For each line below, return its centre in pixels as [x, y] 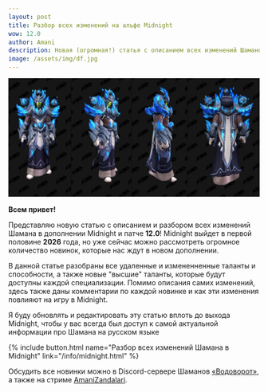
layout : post [30, 17]
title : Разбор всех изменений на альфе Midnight [91, 25]
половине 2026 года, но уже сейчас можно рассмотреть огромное [124, 242]
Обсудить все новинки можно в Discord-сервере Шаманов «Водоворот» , [134, 371]
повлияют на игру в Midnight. [58, 300]
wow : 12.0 [25, 33]
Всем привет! [32, 210]
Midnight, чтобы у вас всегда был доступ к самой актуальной [113, 323]
